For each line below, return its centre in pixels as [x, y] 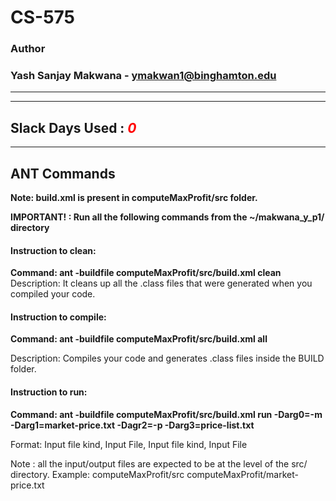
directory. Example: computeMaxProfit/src [97, 474]
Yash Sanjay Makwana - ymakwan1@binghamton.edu [143, 76]
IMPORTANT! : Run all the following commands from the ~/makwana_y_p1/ [167, 217]
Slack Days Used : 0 [73, 127]
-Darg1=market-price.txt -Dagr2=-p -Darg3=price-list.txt [132, 425]
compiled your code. [53, 294]
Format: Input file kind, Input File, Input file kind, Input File [129, 444]
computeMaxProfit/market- [242, 474]
